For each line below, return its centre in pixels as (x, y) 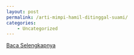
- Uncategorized (38, 28)
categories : (21, 23)
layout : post (23, 12)
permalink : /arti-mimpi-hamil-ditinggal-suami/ (67, 17)
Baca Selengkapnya (31, 45)
